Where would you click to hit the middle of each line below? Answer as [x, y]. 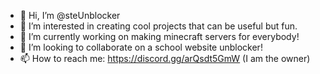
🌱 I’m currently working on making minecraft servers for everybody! [159, 36]
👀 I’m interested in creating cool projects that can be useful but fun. [158, 26]
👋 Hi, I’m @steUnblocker [70, 15]
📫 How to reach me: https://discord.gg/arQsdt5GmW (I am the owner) [165, 58]
